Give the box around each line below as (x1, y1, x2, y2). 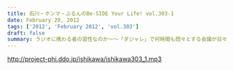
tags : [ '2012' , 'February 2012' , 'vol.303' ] (7, 23, 139, 30)
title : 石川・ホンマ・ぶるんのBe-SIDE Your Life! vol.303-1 (7, 10, 175, 17)
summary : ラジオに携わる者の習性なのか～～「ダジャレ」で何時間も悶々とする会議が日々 (7, 36, 228, 43)
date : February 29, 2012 (7, 17, 80, 24)
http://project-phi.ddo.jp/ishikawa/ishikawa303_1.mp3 (7, 55, 162, 63)
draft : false (7, 29, 45, 37)
